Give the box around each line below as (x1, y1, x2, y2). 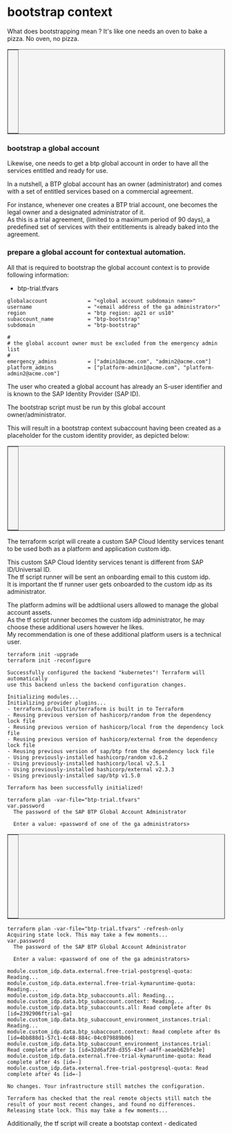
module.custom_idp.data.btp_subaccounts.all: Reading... (7, 991, 175, 999)
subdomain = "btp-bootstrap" (7, 321, 140, 329)
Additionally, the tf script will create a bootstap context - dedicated (7, 1119, 197, 1127)
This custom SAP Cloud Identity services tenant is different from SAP (7, 558, 204, 566)
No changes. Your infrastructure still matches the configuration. (7, 1083, 206, 1090)
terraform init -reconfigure (7, 657, 91, 664)
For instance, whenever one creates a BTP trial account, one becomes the (7, 201, 217, 209)
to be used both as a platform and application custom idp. (7, 544, 171, 552)
